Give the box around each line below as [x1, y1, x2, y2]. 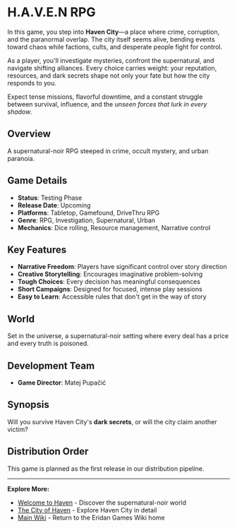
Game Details [7, 174, 68, 187]
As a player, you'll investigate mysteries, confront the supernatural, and [7, 56, 214, 64]
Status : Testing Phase [17, 193, 83, 202]
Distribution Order [7, 445, 89, 457]
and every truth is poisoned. [7, 340, 90, 348]
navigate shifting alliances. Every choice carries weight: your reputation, [7, 64, 217, 72]
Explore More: [7, 484, 49, 493]
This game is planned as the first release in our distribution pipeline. [7, 464, 205, 473]
